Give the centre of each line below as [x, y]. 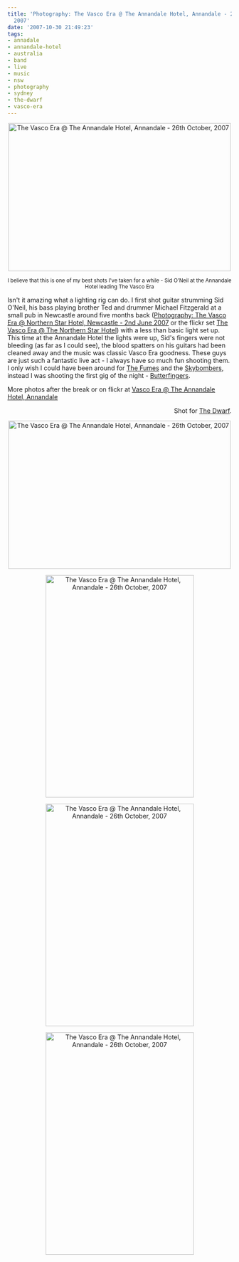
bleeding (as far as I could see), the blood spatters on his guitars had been [117, 345]
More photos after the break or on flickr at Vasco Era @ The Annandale [111, 389]
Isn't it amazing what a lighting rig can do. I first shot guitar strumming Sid [116, 300]
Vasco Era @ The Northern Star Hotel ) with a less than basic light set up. [114, 330]
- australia [25, 54]
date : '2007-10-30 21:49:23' [51, 27]
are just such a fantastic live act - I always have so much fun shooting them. [118, 360]
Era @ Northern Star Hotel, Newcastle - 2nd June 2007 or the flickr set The [118, 322]
